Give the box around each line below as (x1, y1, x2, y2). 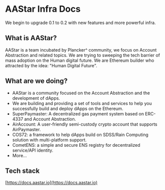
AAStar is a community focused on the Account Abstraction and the (12, 90, 150, 96)
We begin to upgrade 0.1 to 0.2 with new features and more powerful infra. (5, 20, 156, 26)
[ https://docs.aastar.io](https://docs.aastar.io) (5, 180, 98, 186)
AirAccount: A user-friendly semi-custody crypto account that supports (12, 121, 158, 127)
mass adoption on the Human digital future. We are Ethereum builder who (5, 57, 154, 63)
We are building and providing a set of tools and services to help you (12, 100, 152, 106)
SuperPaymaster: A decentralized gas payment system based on (12, 110, 144, 116)
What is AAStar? (5, 34, 57, 42)
